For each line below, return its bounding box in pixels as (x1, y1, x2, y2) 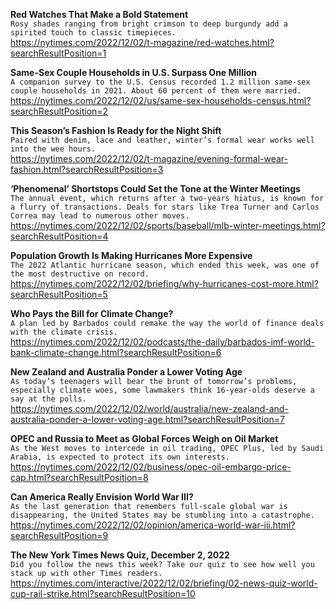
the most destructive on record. (10, 269, 150, 279)
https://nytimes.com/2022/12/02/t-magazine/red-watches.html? (10, 37, 275, 48)
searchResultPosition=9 (10, 530, 109, 541)
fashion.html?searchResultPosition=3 (10, 164, 164, 175)
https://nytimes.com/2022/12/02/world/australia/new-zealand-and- (10, 403, 289, 414)
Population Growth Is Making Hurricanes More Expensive (10, 250, 253, 261)
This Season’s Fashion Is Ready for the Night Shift (10, 125, 222, 136)
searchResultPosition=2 (10, 105, 109, 117)
